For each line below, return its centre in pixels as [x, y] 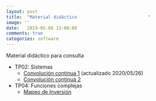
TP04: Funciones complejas [48, 85]
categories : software [33, 39]
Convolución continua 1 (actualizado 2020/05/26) [83, 73]
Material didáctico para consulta [45, 55]
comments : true [25, 33]
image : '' [18, 22]
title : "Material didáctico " [78, 17]
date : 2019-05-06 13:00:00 [42, 28]
